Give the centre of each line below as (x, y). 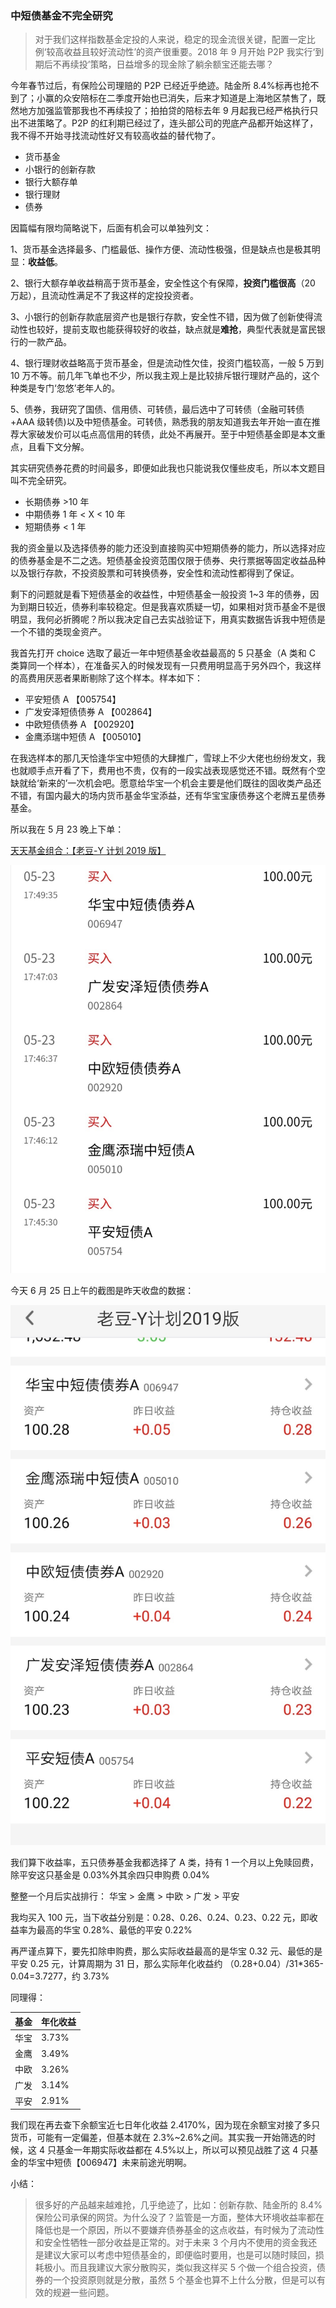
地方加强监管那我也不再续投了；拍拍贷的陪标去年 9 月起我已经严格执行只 (168, 111)
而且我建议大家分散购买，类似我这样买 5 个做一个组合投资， (193, 2268)
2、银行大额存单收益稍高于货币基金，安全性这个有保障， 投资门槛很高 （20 (163, 283)
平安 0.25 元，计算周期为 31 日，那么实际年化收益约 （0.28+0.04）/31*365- (167, 1964)
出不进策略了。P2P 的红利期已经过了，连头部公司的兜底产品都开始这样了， (164, 123)
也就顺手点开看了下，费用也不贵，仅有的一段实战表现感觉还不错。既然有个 (163, 771)
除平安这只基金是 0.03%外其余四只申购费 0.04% (110, 1875)
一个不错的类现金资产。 (58, 632)
